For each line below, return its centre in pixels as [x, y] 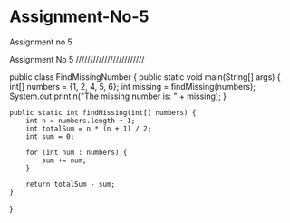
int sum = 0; [50, 136]
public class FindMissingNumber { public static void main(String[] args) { [145, 77]
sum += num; [65, 160]
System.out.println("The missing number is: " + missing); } [118, 96]
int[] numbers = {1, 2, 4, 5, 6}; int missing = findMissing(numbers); [133, 86]
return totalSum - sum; [71, 184]
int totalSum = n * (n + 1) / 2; [89, 129]
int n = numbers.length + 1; [81, 121]
